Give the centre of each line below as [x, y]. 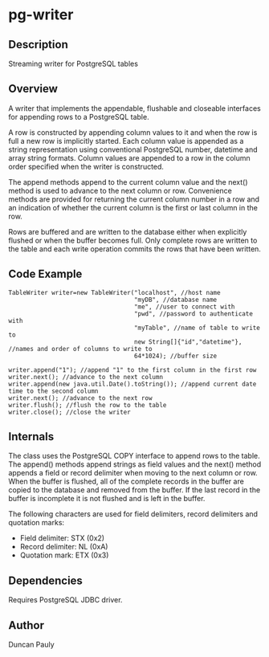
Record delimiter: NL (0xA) [64, 547]
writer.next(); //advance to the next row [80, 398]
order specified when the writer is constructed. [86, 166]
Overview [33, 89]
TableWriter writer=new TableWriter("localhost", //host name [114, 292]
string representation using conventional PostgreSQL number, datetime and [133, 149]
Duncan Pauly [31, 645]
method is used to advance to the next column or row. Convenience [120, 190]
